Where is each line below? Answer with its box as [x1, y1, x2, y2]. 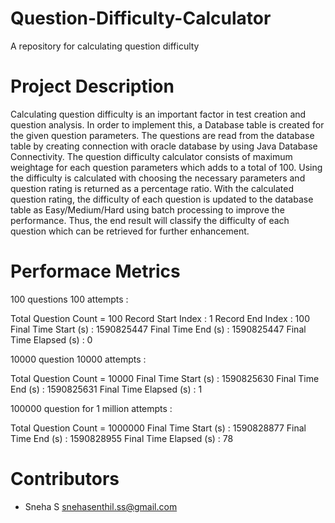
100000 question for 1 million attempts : [10, 402, 173, 414]
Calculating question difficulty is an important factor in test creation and [10, 108, 307, 120]
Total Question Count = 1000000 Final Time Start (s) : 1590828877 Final [10, 422, 307, 434]
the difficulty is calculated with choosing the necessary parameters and [10, 172, 306, 184]
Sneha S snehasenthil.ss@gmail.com [24, 500, 178, 512]
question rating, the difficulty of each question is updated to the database [10, 193, 314, 205]
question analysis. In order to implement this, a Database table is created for [10, 118, 325, 131]
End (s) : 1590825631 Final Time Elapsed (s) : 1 [10, 383, 203, 395]
